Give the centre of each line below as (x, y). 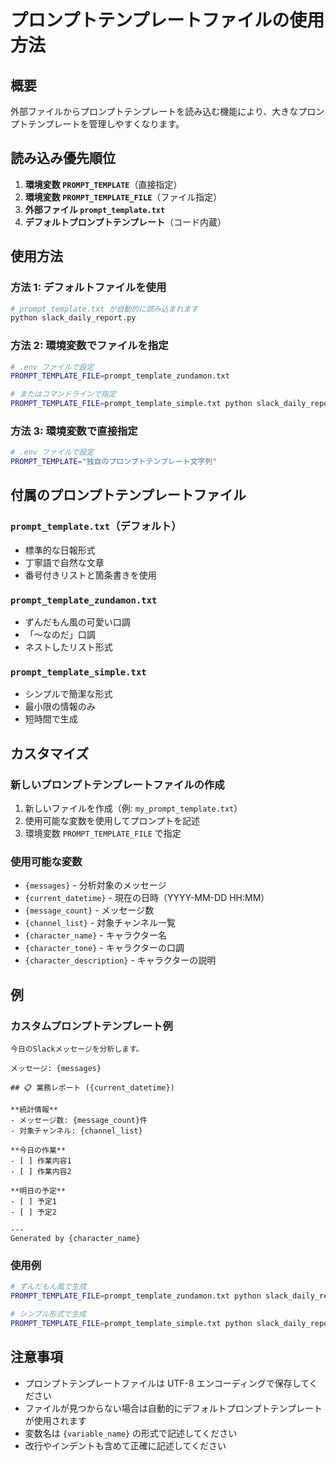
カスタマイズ (50, 753)
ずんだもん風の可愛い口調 (77, 622)
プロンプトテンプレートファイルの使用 (167, 20)
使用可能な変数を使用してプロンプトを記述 (112, 821)
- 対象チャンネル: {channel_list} (76, 1131)
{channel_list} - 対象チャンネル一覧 (100, 923)
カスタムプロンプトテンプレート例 (91, 1026)
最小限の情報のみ (60, 707)
